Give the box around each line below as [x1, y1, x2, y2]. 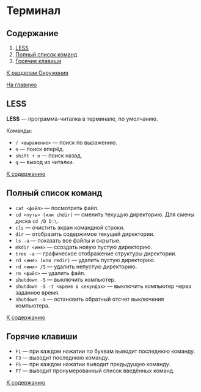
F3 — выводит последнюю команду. [15, 354, 110, 361]
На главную [6, 81, 37, 88]
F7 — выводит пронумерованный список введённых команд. [15, 367, 175, 374]
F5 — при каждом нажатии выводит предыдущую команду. [15, 361, 170, 368]
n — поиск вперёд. [15, 145, 65, 153]
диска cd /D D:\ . [15, 217, 59, 224]
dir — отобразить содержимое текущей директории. [15, 230, 155, 238]
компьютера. [15, 301, 50, 309]
